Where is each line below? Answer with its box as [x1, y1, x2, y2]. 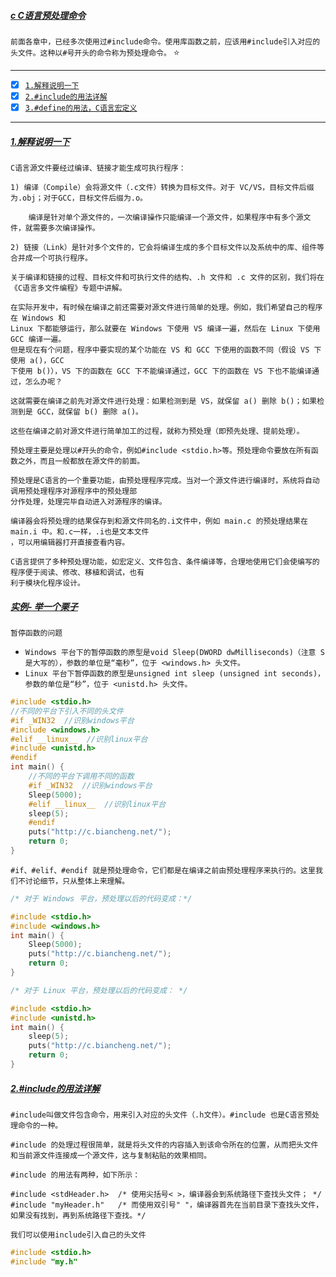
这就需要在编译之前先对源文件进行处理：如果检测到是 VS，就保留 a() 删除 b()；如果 [10, 396, 318, 407]
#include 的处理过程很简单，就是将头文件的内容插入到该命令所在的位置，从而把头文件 [10, 1140, 319, 1150]
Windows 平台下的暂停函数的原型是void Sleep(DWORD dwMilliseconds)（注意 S [24, 648, 325, 658]
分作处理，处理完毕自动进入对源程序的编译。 [10, 497, 167, 507]
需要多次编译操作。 [32, 223, 100, 234]
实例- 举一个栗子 [10, 600, 78, 612]
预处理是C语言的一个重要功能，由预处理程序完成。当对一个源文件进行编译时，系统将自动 [10, 476, 320, 486]
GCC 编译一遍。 [10, 335, 67, 345]
